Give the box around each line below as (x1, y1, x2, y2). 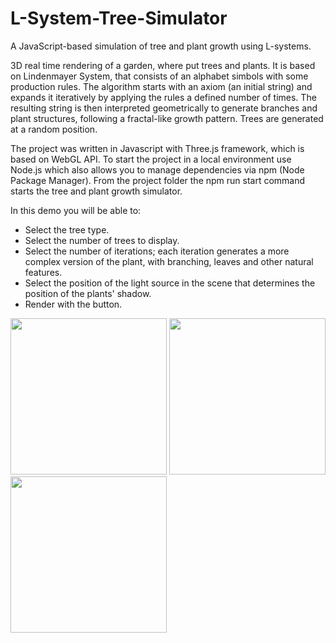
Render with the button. (24, 298, 123, 310)
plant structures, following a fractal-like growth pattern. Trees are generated (10, 112, 324, 124)
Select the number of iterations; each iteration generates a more (24, 245, 290, 257)
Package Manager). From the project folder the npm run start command (10, 174, 306, 186)
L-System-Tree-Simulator (10, 7, 228, 30)
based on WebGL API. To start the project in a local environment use (10, 153, 292, 165)
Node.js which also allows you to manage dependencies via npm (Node (10, 163, 305, 176)
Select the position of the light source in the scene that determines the (24, 277, 316, 289)
